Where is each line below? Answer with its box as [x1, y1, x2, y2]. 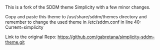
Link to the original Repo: [5, 34, 56, 40]
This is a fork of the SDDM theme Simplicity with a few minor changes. [5, 4, 151, 10]
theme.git [5, 39, 25, 45]
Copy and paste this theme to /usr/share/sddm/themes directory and [5, 14, 147, 19]
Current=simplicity [5, 24, 43, 30]
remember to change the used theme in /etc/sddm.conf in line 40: [5, 19, 141, 25]
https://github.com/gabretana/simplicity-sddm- [57, 34, 155, 40]
